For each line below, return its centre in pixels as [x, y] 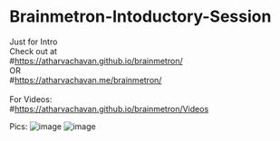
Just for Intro [34, 42]
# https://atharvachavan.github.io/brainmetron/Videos [109, 108]
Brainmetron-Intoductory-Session [140, 17]
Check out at [33, 51]
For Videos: [31, 99]
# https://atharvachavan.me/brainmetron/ [86, 80]
